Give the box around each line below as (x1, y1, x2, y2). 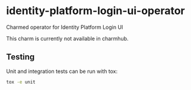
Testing (6, 52, 35, 62)
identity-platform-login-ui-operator (6, 4, 185, 18)
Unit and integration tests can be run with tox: (6, 68, 118, 75)
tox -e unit (6, 79, 36, 85)
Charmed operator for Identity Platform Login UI (6, 24, 123, 31)
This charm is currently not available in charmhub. (6, 35, 129, 42)
